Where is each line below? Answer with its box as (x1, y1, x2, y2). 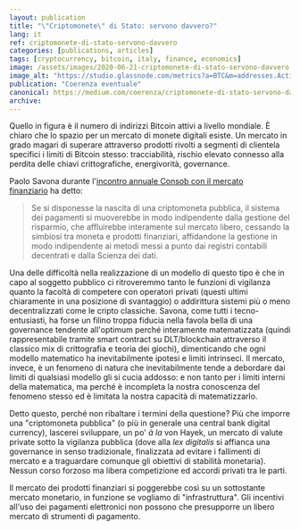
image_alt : (9, 72, 50, 80)
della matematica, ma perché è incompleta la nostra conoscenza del (9, 382, 261, 392)
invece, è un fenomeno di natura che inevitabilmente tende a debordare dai (9, 363, 286, 374)
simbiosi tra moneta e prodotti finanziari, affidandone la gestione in (30, 231, 279, 242)
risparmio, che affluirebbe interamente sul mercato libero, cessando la (30, 222, 290, 232)
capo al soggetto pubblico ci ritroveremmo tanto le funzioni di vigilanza (9, 277, 271, 288)
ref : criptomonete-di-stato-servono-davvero (9, 38, 178, 47)
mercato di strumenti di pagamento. (9, 511, 141, 522)
